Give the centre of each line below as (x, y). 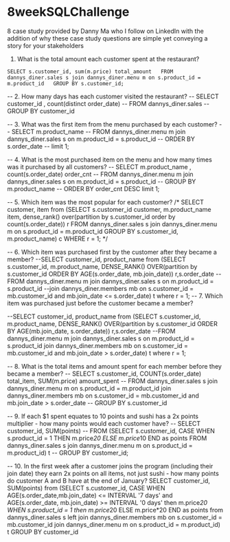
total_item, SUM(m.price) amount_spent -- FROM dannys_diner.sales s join (113, 381)
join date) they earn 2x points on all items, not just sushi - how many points (113, 473)
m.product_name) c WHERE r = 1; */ (58, 239)
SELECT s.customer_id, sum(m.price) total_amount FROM (90, 72)
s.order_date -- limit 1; (38, 146)
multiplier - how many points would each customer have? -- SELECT (104, 423)
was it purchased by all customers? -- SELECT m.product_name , (99, 166)
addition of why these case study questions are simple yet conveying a (107, 38)
